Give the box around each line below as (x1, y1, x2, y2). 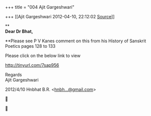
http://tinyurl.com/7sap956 (5, 62, 59, 68)
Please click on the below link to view (5, 53, 81, 58)
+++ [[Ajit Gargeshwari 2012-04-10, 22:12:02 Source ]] (5, 14, 115, 19)
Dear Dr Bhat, (5, 29, 33, 34)
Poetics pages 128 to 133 (5, 43, 55, 49)
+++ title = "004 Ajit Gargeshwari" (5, 4, 75, 10)
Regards (5, 72, 22, 78)
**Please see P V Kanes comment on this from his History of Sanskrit (5, 38, 146, 44)
